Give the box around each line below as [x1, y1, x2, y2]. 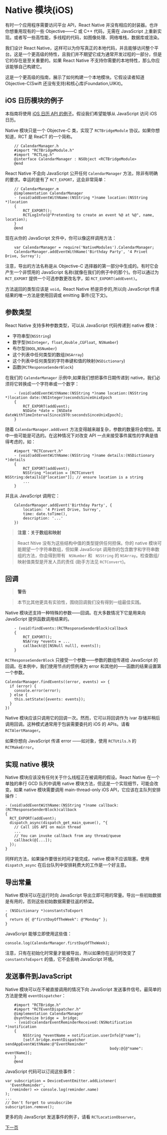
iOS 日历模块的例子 [5, 97, 64, 105]
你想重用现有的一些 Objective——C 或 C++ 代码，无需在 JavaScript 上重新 [5, 28, 158, 34]
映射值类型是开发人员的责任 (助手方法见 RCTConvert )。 [17, 558, 128, 565]
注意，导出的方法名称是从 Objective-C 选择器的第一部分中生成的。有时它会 [5, 263, 159, 269]
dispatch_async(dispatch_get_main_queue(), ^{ [9, 821, 108, 825]
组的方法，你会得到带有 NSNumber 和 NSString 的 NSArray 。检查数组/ [17, 552, 160, 558]
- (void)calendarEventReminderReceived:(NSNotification [14, 1020, 133, 1025]
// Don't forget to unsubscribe [5, 1100, 72, 1105]
